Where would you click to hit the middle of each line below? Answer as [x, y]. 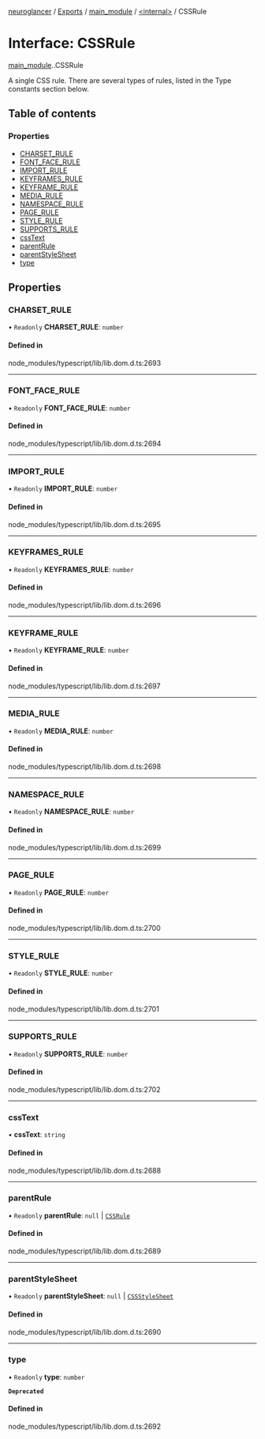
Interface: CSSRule [72, 43]
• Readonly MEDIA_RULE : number [61, 731]
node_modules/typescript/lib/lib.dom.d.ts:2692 [85, 1426]
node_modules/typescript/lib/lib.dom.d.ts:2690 [85, 1332]
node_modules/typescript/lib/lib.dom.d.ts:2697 [84, 686]
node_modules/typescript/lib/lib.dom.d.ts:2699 [85, 847]
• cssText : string [37, 1135]
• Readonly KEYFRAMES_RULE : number [71, 569]
